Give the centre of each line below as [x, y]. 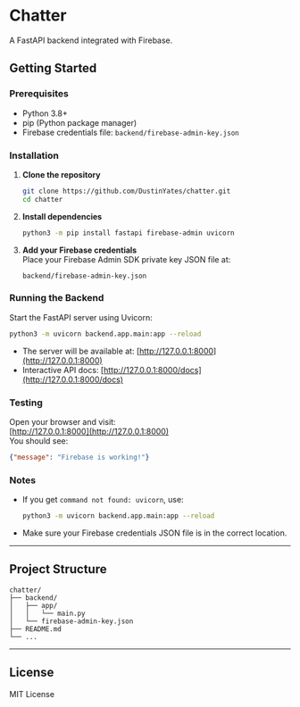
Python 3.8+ [45, 113]
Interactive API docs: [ [63, 370]
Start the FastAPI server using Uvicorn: [81, 317]
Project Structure [58, 569]
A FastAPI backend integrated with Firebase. [91, 40]
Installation [34, 155]
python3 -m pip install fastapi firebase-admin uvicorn [128, 233]
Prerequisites [39, 94]
